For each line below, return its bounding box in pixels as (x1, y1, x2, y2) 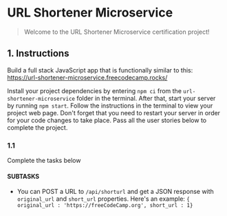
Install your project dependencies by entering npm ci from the (7, 86, 182, 95)
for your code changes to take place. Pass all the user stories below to (7, 116, 207, 124)
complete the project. (7, 123, 68, 132)
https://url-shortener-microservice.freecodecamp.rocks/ (7, 73, 168, 81)
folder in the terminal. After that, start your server (76, 94, 216, 102)
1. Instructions (7, 48, 69, 59)
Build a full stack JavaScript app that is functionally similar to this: (7, 66, 193, 74)
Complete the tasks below (7, 157, 81, 165)
